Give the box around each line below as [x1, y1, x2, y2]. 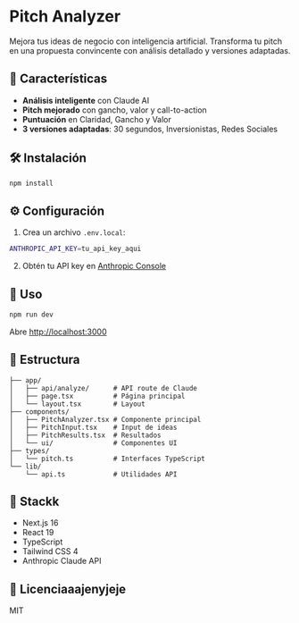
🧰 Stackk [9, 494, 60, 509]
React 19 [21, 527, 54, 538]
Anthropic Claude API [21, 556, 102, 567]
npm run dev [9, 310, 54, 319]
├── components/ [9, 407, 70, 417]
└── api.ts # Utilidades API [25, 469, 178, 479]
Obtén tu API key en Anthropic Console [21, 261, 167, 272]
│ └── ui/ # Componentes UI [9, 438, 178, 448]
